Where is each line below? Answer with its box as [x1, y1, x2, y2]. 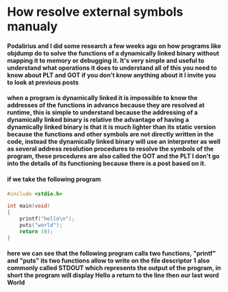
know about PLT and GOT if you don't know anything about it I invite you [7, 71, 216, 79]
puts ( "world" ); [19, 222, 63, 229]
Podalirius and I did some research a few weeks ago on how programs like [7, 42, 221, 50]
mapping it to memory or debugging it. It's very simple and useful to [7, 56, 205, 64]
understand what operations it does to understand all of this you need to [7, 63, 217, 72]
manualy [7, 19, 58, 34]
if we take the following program [7, 175, 101, 183]
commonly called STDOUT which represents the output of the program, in [7, 264, 221, 272]
